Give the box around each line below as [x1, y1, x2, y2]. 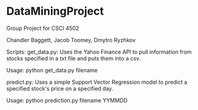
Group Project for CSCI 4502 [6, 24, 80, 32]
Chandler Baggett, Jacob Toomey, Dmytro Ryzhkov [6, 36, 136, 43]
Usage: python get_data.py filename [6, 66, 98, 74]
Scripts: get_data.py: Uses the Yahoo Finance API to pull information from [6, 48, 192, 56]
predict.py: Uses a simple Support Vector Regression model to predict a [6, 78, 188, 86]
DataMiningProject [6, 4, 104, 18]
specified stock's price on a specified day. [6, 84, 113, 92]
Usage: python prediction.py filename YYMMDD [6, 97, 128, 104]
